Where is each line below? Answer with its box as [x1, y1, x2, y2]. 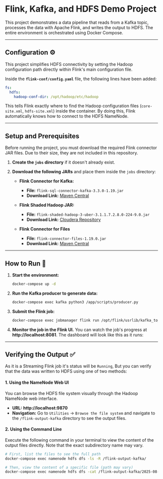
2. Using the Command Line [5, 426, 62, 432]
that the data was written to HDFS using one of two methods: [5, 368, 127, 374]
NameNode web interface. [5, 396, 58, 401]
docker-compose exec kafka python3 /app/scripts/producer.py [12, 299, 139, 304]
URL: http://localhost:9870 [12, 405, 68, 411]
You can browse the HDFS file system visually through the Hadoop [5, 390, 138, 396]
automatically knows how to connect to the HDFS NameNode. [5, 113, 129, 119]
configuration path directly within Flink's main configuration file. [5, 66, 132, 72]
